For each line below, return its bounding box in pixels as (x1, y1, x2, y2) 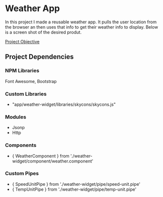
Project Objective (5, 38, 40, 44)
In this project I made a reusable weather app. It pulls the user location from (5, 19, 157, 25)
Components (5, 142, 36, 148)
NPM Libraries (5, 67, 40, 74)
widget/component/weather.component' (12, 158, 93, 164)
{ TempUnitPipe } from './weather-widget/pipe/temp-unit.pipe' (12, 186, 137, 192)
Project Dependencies (5, 53, 74, 61)
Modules (5, 114, 27, 120)
